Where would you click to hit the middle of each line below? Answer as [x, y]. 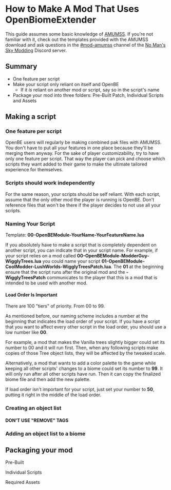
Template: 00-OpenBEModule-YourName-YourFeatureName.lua [75, 235]
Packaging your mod [39, 450]
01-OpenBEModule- [123, 261]
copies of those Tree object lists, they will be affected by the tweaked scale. [86, 353]
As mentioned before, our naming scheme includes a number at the [77, 316]
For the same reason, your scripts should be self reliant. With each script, [83, 194]
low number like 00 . [26, 332]
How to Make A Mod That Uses [72, 9]
